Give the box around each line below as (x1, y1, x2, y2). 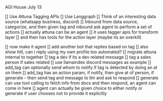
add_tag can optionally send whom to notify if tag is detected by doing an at (5, 64, 158, 70)
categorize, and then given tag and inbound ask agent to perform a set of (5, 24, 152, 30)
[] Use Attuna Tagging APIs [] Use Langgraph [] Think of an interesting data (5, 14, 156, 19)
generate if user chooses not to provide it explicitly (5, 90, 107, 96)
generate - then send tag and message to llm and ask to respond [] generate (5, 75, 159, 81)
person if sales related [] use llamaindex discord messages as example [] (5, 60, 152, 65)
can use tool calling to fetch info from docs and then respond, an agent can (5, 80, 156, 86)
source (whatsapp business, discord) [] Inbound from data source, (5, 19, 139, 24)
